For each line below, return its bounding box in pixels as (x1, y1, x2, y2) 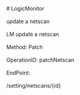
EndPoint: (6, 69, 30, 76)
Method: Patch (6, 44, 44, 50)
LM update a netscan (6, 31, 59, 38)
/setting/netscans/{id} (6, 82, 61, 89)
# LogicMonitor (6, 5, 44, 12)
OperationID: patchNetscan (6, 56, 75, 64)
